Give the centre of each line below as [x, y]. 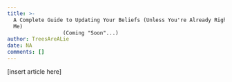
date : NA [20, 45]
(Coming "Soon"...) [90, 33]
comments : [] [26, 52]
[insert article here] [35, 71]
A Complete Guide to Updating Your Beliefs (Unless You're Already [113, 20]
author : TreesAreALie [38, 39]
